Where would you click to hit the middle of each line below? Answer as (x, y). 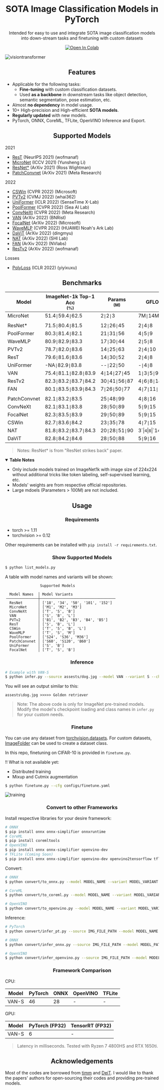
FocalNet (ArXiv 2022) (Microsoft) (46, 223)
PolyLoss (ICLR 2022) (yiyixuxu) (44, 268)
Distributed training (31, 771)
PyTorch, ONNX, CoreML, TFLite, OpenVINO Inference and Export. (79, 120)
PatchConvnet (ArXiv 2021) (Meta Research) (57, 172)
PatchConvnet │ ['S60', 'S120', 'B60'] (50, 641)
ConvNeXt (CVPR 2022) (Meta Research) (53, 212)
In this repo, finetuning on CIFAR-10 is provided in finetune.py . (68, 753)
